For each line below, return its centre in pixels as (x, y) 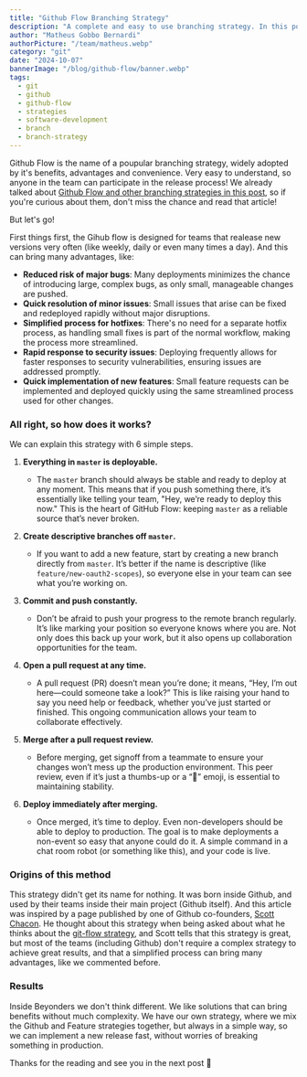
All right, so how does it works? (81, 424)
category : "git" (40, 52)
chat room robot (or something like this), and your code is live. (153, 851)
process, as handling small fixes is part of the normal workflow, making (156, 332)
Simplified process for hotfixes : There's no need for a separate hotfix (155, 323)
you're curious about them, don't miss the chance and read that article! (143, 201)
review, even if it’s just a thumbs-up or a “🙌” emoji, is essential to (158, 777)
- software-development (63, 120)
